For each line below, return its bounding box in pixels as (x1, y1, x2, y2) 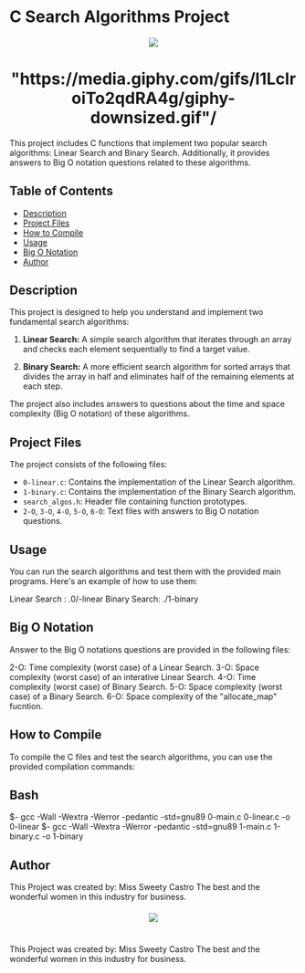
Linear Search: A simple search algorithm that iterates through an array (22, 334, 292, 345)
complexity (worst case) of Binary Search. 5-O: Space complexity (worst (9, 681, 283, 692)
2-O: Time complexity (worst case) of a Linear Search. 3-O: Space (9, 662, 260, 673)
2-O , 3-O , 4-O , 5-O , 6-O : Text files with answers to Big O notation (22, 506, 259, 517)
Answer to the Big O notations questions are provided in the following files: (9, 643, 290, 654)
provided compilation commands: (9, 760, 135, 772)
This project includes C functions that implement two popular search (9, 137, 268, 148)
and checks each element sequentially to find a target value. (22, 344, 250, 355)
